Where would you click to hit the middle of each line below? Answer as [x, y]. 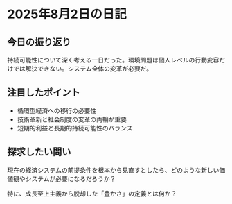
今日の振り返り [39, 42]
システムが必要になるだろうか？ [71, 178]
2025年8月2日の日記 [67, 14]
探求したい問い [39, 152]
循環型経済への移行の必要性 [57, 110]
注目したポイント [44, 93]
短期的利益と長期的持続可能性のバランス [75, 128]
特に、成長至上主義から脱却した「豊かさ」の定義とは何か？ [92, 193]
